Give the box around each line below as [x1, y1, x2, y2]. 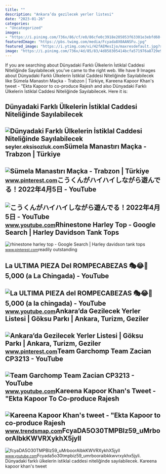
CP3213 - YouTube [5, 355, 63, 363]
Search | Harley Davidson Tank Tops [5, 228, 120, 237]
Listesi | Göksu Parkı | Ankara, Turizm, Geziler [5, 315, 149, 323]
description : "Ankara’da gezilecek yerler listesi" [5, 12, 114, 17]
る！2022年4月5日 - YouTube [5, 185, 97, 193]
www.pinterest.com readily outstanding [5, 247, 78, 253]
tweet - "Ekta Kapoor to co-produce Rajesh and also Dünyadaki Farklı [5, 83, 147, 89]
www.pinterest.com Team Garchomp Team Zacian [5, 347, 152, 355]
